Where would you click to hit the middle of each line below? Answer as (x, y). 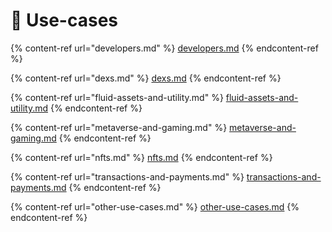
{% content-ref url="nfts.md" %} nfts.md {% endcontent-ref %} (141, 157)
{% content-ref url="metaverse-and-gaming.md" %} (119, 127)
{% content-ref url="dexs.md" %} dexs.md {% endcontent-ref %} (146, 78)
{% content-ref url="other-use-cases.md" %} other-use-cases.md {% (155, 206)
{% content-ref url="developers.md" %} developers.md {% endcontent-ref (164, 48)
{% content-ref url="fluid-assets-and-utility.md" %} (117, 97)
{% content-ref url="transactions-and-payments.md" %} (127, 176)
